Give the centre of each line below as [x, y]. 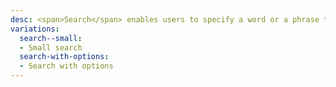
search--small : [51, 38]
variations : [35, 29]
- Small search [51, 47]
